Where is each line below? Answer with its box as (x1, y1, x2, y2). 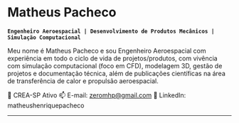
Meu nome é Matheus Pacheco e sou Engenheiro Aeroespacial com (7, 46, 206, 55)
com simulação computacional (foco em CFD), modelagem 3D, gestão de (7, 61, 223, 70)
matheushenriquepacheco (7, 101, 85, 109)
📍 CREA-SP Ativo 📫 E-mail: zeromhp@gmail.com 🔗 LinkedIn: (7, 90, 186, 100)
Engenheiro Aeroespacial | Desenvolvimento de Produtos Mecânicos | (7, 28, 215, 35)
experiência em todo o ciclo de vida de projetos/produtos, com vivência (7, 54, 218, 63)
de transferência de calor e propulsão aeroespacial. (7, 76, 159, 85)
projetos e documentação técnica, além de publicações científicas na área (7, 69, 226, 77)
